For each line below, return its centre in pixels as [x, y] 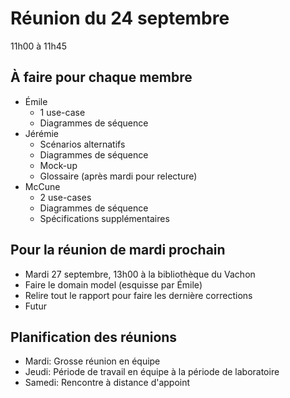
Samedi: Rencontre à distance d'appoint [107, 383]
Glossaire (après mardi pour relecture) [118, 176]
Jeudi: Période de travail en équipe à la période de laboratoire [152, 372]
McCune [42, 186]
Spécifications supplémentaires [104, 218]
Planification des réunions [94, 337]
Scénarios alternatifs [82, 144]
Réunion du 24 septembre [120, 18]
